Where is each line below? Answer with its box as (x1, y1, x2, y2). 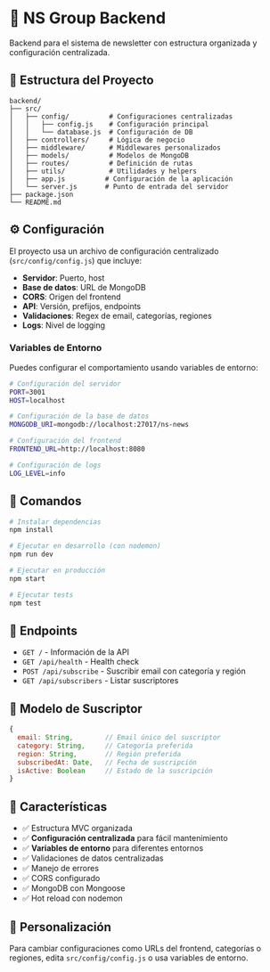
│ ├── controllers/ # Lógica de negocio (9, 135, 185, 144)
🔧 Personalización (9, 919, 111, 935)
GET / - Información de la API (21, 647, 129, 658)
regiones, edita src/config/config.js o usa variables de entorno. (9, 952, 249, 963)
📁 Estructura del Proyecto (9, 73, 154, 88)
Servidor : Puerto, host (21, 272, 105, 283)
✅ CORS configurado (21, 873, 101, 884)
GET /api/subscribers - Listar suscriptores (21, 675, 179, 686)
